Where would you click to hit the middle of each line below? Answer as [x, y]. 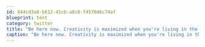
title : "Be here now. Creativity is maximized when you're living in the [102, 29]
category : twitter [30, 23]
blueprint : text [27, 18]
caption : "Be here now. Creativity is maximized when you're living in [99, 35]
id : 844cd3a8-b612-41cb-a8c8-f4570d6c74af [61, 12]
